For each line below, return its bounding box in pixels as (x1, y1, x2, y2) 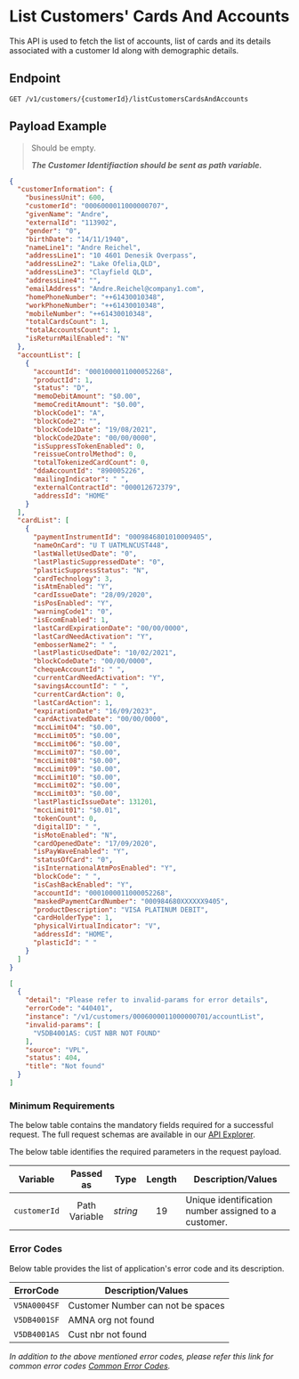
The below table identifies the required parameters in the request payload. (9, 1147, 282, 1157)
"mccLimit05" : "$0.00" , (32, 732, 122, 741)
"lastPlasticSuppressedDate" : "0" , (32, 557, 166, 566)
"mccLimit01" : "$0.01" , (32, 806, 122, 815)
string (113, 1205, 138, 1217)
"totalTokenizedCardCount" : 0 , (32, 458, 149, 467)
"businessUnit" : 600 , (25, 193, 105, 202)
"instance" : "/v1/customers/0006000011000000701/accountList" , (25, 1012, 265, 1021)
